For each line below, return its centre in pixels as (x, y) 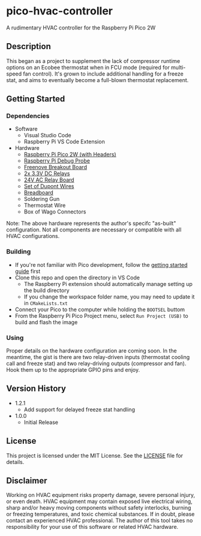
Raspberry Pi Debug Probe (57, 161)
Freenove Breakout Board (55, 167)
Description (28, 46)
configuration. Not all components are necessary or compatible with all (94, 230)
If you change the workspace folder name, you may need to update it (109, 296)
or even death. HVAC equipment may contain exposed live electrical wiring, (100, 501)
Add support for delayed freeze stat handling (79, 409)
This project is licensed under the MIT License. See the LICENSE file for (95, 455)
